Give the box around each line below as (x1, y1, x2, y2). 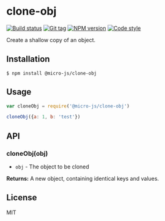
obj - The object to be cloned (15, 163, 90, 170)
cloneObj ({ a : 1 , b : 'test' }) (6, 114, 81, 120)
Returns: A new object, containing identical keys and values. (6, 175, 159, 182)
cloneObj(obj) (6, 149, 48, 158)
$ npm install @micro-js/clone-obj (6, 70, 97, 76)
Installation (6, 54, 50, 65)
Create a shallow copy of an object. (6, 36, 96, 43)
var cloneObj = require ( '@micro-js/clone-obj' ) (6, 103, 130, 109)
